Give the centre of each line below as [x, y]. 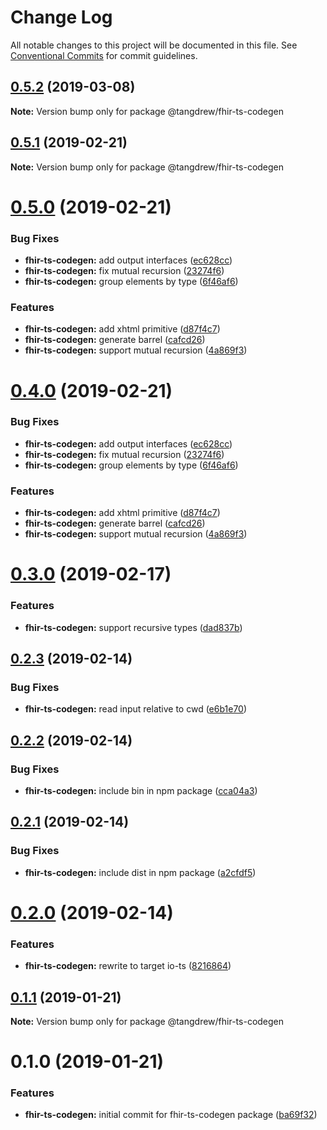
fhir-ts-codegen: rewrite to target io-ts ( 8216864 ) [128, 966]
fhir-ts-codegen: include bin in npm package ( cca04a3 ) [141, 790]
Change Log [61, 17]
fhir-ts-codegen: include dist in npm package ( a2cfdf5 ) [140, 872]
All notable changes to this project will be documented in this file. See [154, 45]
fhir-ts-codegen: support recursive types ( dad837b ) [133, 627]
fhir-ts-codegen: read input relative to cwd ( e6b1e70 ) [136, 709]
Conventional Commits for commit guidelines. [104, 55]
